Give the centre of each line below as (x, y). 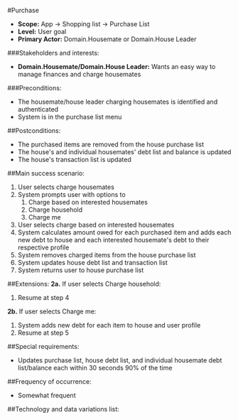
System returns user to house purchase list (81, 270)
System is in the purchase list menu (70, 117)
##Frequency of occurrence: (49, 382)
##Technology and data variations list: (63, 409)
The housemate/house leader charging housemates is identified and (118, 102)
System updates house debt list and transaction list (93, 263)
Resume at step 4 (43, 297)
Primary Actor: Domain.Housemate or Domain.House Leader (107, 39)
